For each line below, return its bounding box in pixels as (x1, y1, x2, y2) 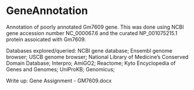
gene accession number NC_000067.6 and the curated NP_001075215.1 (6, 29, 178, 36)
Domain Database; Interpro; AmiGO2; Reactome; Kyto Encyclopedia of (6, 60, 176, 67)
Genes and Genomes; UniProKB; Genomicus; (6, 65, 115, 72)
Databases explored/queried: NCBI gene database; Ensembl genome (6, 47, 173, 54)
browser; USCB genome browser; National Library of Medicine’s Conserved (6, 53, 189, 60)
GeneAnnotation (6, 4, 88, 18)
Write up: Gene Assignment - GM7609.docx (6, 77, 112, 84)
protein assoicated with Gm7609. (6, 36, 86, 43)
